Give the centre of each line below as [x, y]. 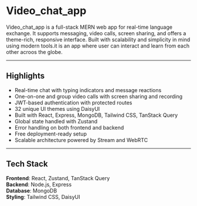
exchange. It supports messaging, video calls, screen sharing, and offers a [96, 33]
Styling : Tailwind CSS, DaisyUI [43, 197]
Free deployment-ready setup [50, 134]
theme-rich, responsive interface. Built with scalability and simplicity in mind [98, 39]
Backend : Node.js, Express [39, 184]
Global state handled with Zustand [56, 121]
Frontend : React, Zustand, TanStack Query [58, 178]
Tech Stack [27, 164]
